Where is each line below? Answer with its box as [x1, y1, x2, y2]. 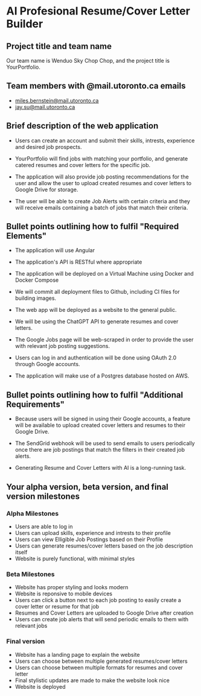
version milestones [6, 491, 80, 501]
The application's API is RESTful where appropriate [14, 258, 142, 266]
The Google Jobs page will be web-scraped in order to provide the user [14, 336, 194, 343]
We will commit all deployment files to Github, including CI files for [14, 288, 180, 296]
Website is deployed [14, 683, 66, 690]
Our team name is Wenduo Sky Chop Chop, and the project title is [6, 57, 170, 64]
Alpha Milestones [6, 509, 59, 517]
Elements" [6, 231, 47, 241]
